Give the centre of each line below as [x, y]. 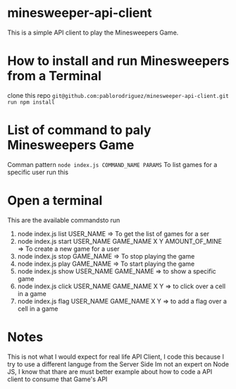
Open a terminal [55, 200]
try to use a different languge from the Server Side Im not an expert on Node [118, 364]
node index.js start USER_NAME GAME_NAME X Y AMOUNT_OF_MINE [120, 241]
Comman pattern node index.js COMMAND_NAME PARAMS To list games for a [112, 164]
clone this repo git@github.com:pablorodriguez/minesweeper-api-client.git [118, 95]
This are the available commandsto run [64, 220]
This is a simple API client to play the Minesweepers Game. [93, 32]
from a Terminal [55, 76]
